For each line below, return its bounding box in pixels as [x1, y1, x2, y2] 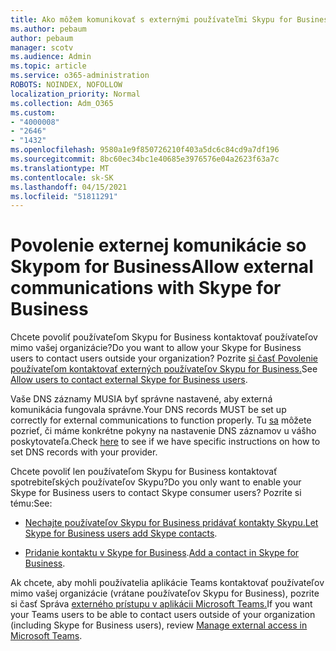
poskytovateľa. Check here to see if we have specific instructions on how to [10, 436, 321, 448]
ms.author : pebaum [10, 24, 87, 34]
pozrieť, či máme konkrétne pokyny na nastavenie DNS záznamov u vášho [10, 425, 317, 437]
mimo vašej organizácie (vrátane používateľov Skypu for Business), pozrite [10, 587, 320, 600]
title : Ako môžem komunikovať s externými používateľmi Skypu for [10, 14, 293, 25]
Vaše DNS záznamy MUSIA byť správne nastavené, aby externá [10, 393, 273, 405]
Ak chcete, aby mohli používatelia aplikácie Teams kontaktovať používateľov [10, 577, 325, 589]
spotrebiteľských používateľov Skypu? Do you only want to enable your [10, 476, 302, 488]
